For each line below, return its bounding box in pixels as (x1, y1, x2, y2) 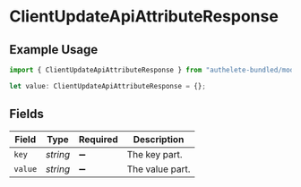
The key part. (126, 148, 183, 160)
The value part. (126, 163, 191, 175)
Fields (9, 106, 45, 122)
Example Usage (9, 42, 99, 57)
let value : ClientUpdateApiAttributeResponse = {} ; (9, 81, 206, 90)
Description (133, 132, 185, 145)
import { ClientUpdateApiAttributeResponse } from (9, 65, 202, 74)
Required (78, 132, 118, 145)
